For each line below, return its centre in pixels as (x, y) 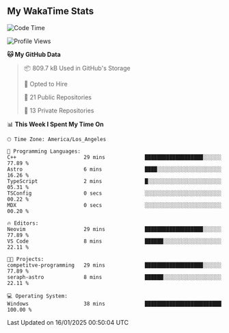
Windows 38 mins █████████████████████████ (114, 304)
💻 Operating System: (38, 296)
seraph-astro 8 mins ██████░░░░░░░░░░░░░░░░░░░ (114, 277)
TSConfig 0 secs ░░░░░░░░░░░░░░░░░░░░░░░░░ (114, 193)
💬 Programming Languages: (44, 151)
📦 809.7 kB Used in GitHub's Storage (77, 68)
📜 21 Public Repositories (58, 97)
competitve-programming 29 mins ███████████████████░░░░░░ (114, 265)
